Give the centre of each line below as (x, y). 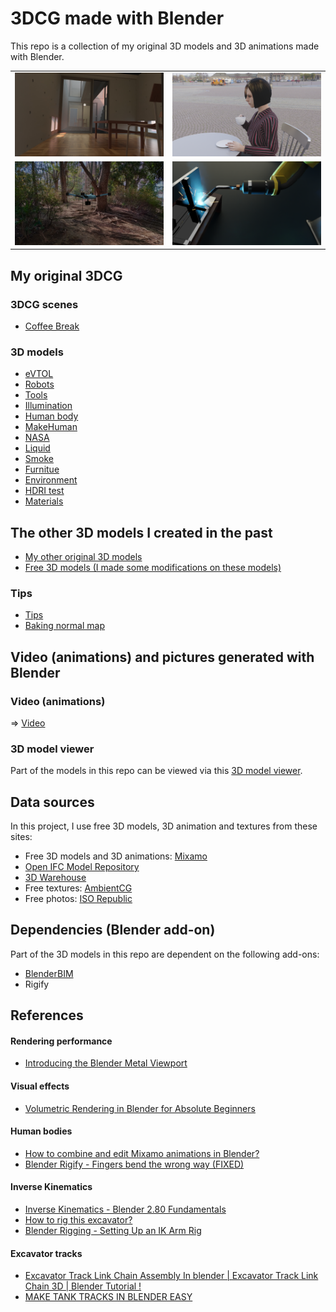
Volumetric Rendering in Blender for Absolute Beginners (140, 1108)
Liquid (37, 448)
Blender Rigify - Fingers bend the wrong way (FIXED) (134, 1164)
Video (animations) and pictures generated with (162, 657)
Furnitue (42, 469)
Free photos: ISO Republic (78, 899)
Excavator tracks (46, 1253)
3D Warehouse (55, 878)
